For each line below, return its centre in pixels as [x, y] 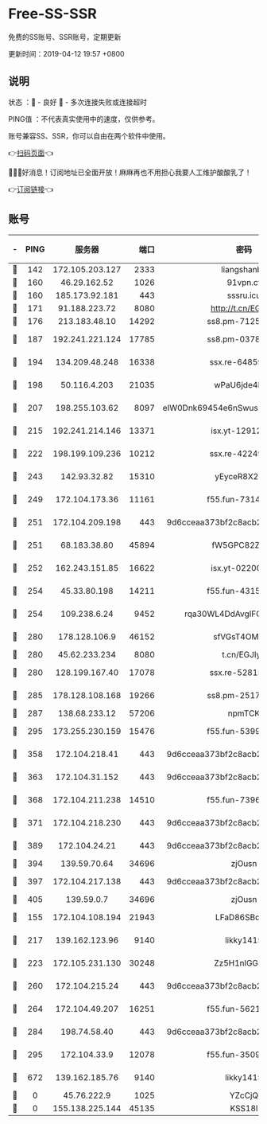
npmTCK [244, 713]
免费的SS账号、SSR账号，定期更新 [65, 37]
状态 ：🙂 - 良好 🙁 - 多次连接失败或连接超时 [77, 102]
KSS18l [244, 1108]
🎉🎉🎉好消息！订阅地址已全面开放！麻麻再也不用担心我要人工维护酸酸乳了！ [130, 172]
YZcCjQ [244, 1095]
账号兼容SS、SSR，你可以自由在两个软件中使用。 [89, 135]
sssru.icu [244, 295]
